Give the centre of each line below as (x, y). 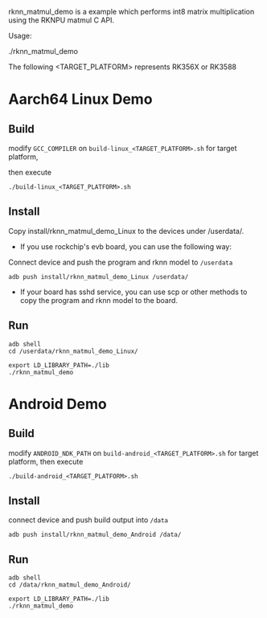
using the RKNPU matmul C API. (62, 20)
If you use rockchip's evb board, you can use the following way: (125, 246)
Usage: (20, 36)
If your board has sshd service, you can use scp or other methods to (133, 292)
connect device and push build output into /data (88, 520)
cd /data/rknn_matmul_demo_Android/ (70, 585)
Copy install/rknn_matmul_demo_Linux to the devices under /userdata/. (126, 231)
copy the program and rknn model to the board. (99, 300)
